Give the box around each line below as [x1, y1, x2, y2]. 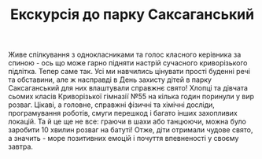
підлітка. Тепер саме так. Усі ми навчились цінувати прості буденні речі [8, 67, 250, 76]
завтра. [8, 142, 34, 151]
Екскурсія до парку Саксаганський [10, 6, 254, 24]
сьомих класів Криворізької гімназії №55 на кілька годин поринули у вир [8, 92, 254, 102]
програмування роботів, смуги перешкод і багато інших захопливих [8, 109, 238, 118]
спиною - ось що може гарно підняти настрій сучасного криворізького [8, 58, 248, 68]
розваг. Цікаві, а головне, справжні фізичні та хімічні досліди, [8, 100, 215, 109]
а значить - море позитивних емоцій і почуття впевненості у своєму [8, 134, 239, 143]
